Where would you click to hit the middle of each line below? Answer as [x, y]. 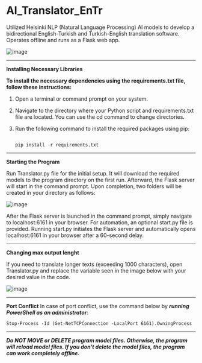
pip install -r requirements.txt [57, 145]
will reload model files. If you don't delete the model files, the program [96, 347]
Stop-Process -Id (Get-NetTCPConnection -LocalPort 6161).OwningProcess [99, 323]
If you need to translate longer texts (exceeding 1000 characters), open [94, 264]
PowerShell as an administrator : [47, 312]
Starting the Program [33, 162]
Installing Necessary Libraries [44, 69]
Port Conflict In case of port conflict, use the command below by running [98, 306]
